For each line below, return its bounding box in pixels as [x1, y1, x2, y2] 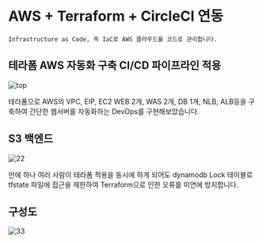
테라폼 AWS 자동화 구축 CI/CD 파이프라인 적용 [8, 59, 222, 72]
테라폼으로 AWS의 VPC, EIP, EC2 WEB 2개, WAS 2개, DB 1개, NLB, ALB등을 [8, 97, 247, 106]
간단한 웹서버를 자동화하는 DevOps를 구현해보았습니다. [29, 106, 200, 116]
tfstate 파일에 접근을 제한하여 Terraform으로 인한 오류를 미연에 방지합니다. [8, 180, 239, 189]
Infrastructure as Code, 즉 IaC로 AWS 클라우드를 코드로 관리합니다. [8, 35, 218, 44]
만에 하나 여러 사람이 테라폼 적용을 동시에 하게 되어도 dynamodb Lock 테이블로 [8, 169, 253, 179]
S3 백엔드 [8, 132, 54, 146]
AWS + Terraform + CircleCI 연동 [8, 7, 224, 25]
